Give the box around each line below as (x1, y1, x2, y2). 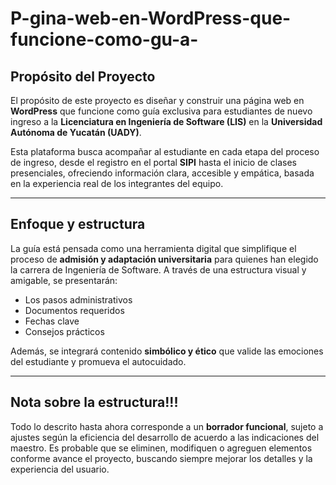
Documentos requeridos (24, 304, 125, 316)
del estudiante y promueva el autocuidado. (10, 355, 187, 367)
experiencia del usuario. (10, 463, 110, 475)
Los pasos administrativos (24, 293, 133, 306)
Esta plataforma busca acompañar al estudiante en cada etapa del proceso (10, 146, 320, 157)
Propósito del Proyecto (10, 68, 156, 85)
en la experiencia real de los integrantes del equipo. (10, 178, 224, 189)
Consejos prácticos (24, 325, 105, 337)
